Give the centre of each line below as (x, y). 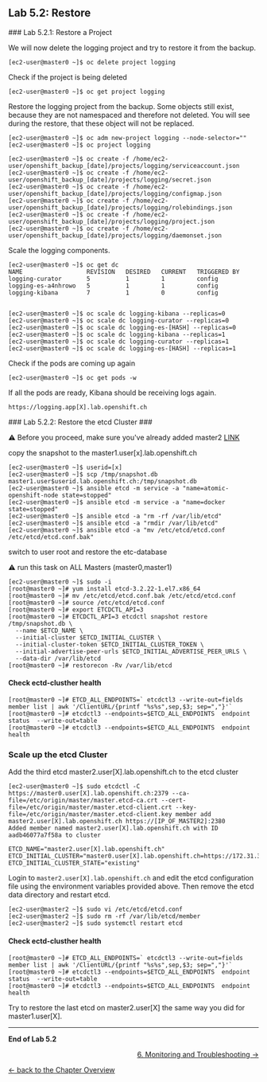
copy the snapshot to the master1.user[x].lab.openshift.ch (103, 452)
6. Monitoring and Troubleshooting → (198, 1054)
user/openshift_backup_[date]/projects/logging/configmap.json (115, 193)
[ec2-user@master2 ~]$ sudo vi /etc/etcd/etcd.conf (95, 910)
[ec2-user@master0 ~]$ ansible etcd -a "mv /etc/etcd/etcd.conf (117, 530)
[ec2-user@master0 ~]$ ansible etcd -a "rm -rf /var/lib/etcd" (115, 516)
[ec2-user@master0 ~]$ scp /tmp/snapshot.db (83, 474)
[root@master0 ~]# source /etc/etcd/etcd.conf (87, 603)
